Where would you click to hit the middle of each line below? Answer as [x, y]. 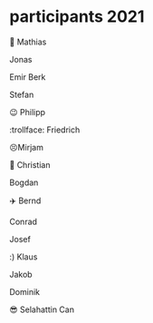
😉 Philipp [28, 112]
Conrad [24, 221]
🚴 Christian [30, 164]
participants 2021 [77, 17]
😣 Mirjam [26, 147]
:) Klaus [24, 257]
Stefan [22, 94]
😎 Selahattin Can [42, 309]
